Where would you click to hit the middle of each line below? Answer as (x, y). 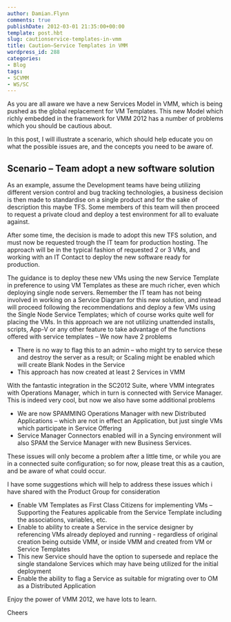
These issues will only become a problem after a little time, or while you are (114, 456)
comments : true (29, 20)
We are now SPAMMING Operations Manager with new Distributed (111, 414)
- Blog (17, 65)
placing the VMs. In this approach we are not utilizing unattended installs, (111, 322)
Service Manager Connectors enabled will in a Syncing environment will (119, 435)
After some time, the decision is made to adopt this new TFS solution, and (112, 235)
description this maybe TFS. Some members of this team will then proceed (113, 207)
